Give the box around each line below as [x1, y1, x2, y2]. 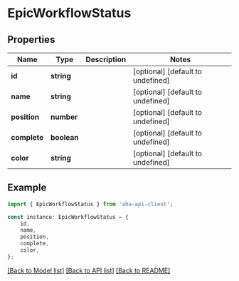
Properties [7, 34, 55, 46]
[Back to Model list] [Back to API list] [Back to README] [7, 266, 171, 275]
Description [85, 55, 127, 64]
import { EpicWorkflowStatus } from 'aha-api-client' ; [7, 200, 174, 208]
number [51, 112, 78, 122]
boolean [51, 133, 79, 142]
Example [7, 182, 47, 194]
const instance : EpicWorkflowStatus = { [7, 213, 129, 220]
